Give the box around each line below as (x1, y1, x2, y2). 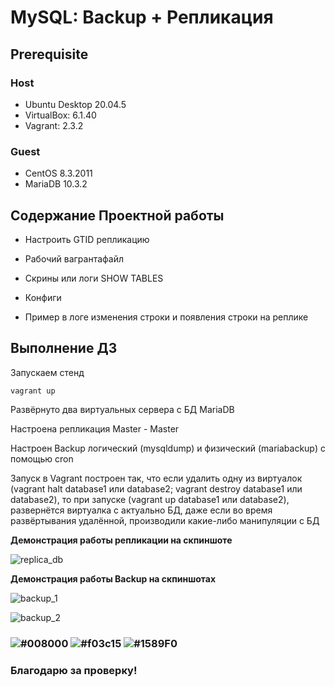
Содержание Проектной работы (10, 207, 225, 224)
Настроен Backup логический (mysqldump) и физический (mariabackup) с (10, 442, 326, 454)
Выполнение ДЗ (10, 340, 118, 357)
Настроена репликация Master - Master (10, 422, 180, 435)
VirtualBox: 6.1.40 (24, 109, 97, 121)
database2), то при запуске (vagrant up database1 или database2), (10, 493, 290, 505)
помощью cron (10, 452, 74, 465)
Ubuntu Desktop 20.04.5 (24, 98, 127, 110)
